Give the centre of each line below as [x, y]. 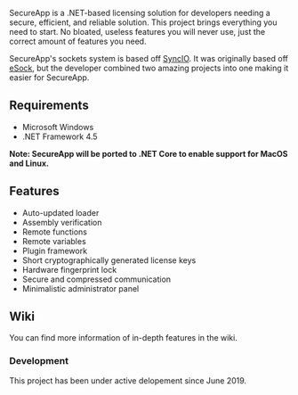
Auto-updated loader [60, 212]
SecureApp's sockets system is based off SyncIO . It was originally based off [149, 58]
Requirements [49, 106]
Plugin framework [54, 251]
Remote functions [54, 232]
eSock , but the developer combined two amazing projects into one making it [149, 68]
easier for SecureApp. [49, 78]
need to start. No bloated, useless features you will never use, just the [137, 32]
